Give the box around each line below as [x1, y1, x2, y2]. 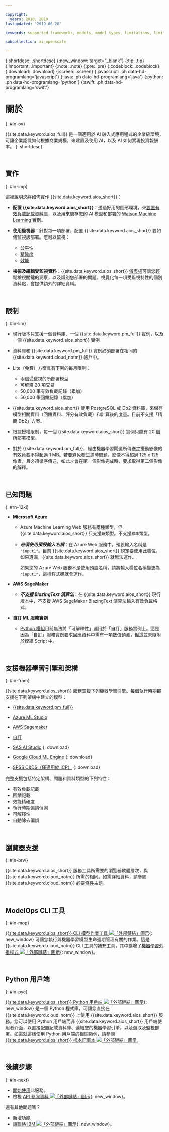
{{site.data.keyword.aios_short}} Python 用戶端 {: [5, 999, 147, 1005]
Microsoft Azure [12, 514, 48, 520]
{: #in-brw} [5, 857, 29, 863]
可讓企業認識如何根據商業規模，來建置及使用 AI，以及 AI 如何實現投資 [5, 137, 150, 144]
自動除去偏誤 [12, 817, 39, 823]
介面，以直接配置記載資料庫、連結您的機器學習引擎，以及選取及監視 [14, 1024, 155, 1030]
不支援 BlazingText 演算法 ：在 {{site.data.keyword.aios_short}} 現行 [20, 591, 161, 598]
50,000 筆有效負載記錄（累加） [20, 388, 85, 394]
